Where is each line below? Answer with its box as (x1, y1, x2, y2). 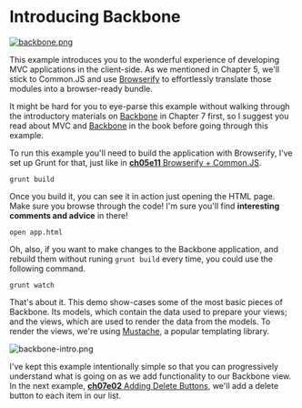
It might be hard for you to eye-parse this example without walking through (9, 100, 290, 111)
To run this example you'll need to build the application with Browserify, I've (9, 148, 293, 158)
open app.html (9, 228, 64, 237)
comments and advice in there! (9, 209, 129, 220)
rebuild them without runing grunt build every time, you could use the (9, 253, 274, 264)
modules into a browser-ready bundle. (9, 83, 153, 94)
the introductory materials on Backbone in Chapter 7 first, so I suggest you (9, 110, 289, 121)
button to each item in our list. (9, 390, 122, 401)
